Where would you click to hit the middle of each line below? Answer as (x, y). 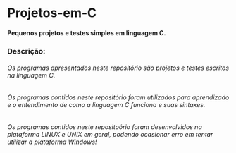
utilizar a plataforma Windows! (52, 142)
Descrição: (26, 51)
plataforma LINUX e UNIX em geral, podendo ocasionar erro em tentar (110, 134)
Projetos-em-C (52, 13)
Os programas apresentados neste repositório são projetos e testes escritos (118, 68)
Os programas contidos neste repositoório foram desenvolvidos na (105, 127)
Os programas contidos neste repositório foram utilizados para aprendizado (118, 97)
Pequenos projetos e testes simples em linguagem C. (87, 32)
